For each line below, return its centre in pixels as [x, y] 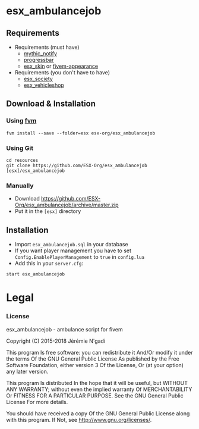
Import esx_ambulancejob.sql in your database [72, 245]
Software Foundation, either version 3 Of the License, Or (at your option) [95, 365]
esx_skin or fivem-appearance [61, 66]
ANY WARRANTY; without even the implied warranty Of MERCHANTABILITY [99, 389]
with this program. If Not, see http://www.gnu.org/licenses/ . [79, 419]
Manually [20, 186]
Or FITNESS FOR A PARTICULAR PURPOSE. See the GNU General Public [95, 395]
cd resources [22, 160]
